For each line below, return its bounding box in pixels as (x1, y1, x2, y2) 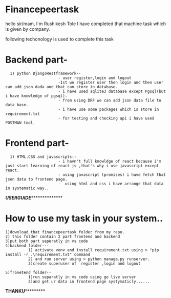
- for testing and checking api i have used (58, 115, 155, 121)
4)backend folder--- (5, 243, 50, 248)
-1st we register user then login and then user (58, 80, 164, 85)
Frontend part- (5, 137, 69, 149)
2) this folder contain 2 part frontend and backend (5, 234, 120, 239)
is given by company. (5, 26, 50, 32)
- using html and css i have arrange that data (58, 181, 164, 186)
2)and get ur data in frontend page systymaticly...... (28, 279, 150, 284)
